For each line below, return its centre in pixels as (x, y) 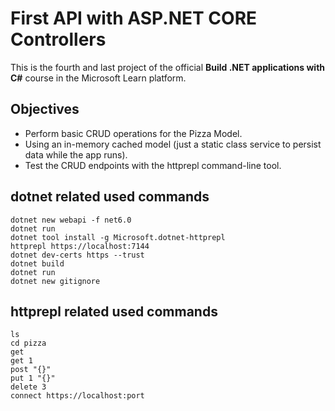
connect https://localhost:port (77, 396)
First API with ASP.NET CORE (134, 18)
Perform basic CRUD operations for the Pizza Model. (133, 133)
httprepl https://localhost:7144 (80, 246)
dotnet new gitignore (55, 281)
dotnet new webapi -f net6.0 (71, 220)
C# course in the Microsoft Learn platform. (98, 78)
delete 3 (28, 387)
